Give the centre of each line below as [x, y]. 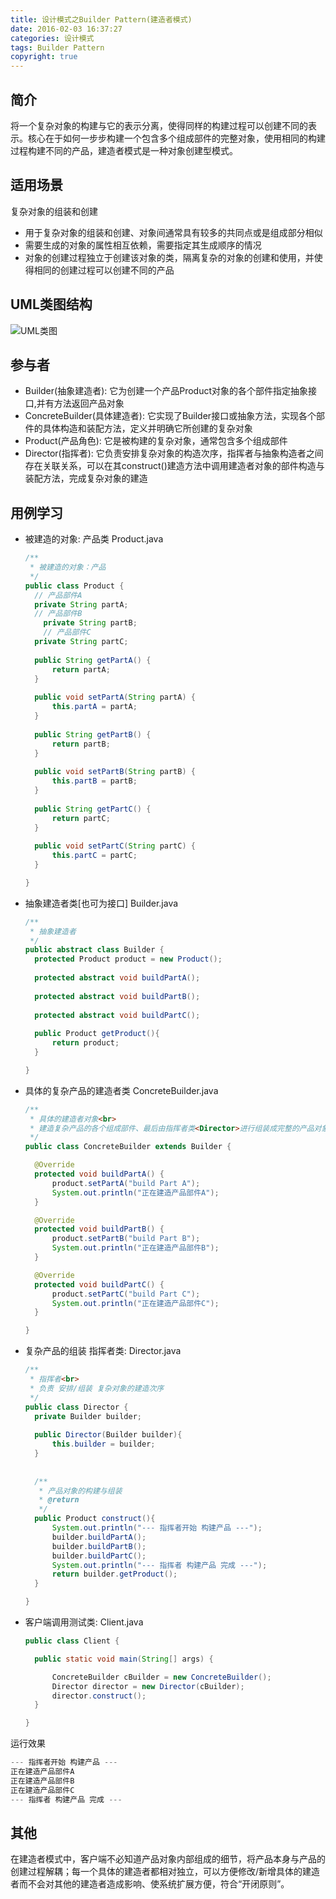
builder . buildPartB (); [99, 1546]
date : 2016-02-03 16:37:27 [66, 29]
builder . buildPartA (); [99, 1537]
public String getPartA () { [93, 660]
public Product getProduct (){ [97, 1034]
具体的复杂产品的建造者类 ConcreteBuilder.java [121, 1090]
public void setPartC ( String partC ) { [115, 846]
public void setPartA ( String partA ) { [115, 697]
